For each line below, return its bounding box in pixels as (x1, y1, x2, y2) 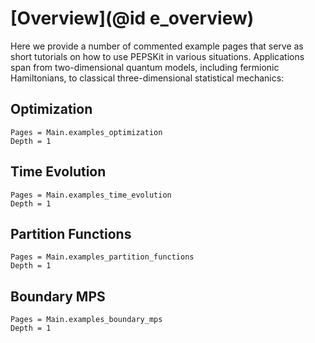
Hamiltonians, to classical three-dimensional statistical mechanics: (10, 72, 285, 84)
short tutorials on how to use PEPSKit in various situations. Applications (10, 50, 305, 62)
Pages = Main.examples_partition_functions (10, 252, 195, 262)
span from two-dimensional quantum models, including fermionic (10, 61, 280, 73)
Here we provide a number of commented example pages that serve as (10, 40, 304, 52)
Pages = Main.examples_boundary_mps (10, 315, 163, 325)
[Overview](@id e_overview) (10, 7, 255, 30)
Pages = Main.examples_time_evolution (10, 190, 172, 200)
